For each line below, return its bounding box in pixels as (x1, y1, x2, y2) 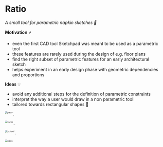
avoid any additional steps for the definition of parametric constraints (12, 91, 151, 97)
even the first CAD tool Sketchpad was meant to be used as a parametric (12, 41, 159, 46)
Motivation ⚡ (5, 29, 32, 35)
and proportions (12, 72, 45, 78)
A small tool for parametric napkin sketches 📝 (5, 20, 97, 25)
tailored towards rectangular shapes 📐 (12, 101, 89, 107)
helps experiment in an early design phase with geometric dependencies (12, 66, 159, 72)
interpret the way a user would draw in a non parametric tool (12, 96, 134, 102)
